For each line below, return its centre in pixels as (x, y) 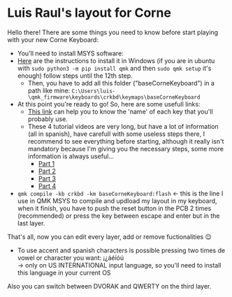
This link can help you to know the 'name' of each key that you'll (120, 111)
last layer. (31, 223)
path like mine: (49, 90)
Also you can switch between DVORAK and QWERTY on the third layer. (109, 286)
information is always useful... (71, 156)
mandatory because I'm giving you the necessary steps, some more (125, 148)
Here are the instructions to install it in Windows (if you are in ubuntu (116, 60)
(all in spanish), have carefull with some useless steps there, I (116, 134)
